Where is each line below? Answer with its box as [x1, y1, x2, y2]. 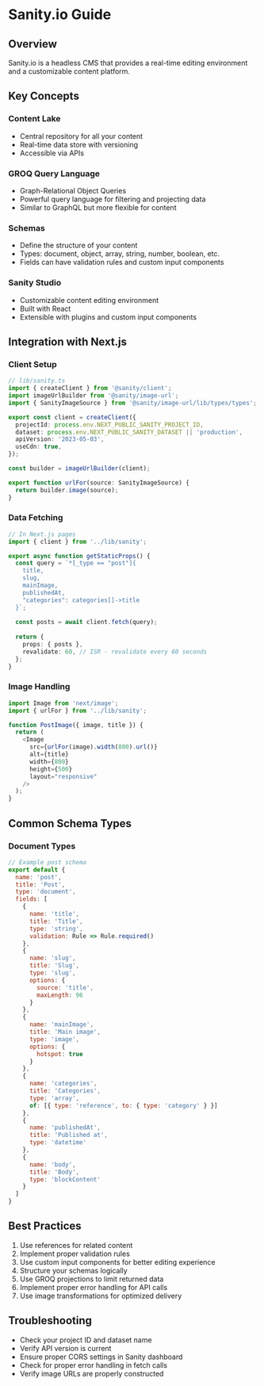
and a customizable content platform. [8, 67, 131, 76]
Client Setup [8, 358, 57, 369]
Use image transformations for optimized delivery [19, 1291, 182, 1300]
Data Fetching [8, 512, 63, 523]
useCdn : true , [15, 442, 62, 451]
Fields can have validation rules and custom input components [19, 258, 224, 267]
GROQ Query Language [8, 168, 101, 179]
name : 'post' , [15, 873, 62, 881]
